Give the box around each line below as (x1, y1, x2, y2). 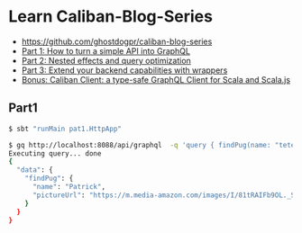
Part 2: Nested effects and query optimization (21, 55, 191, 66)
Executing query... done (8, 148, 102, 158)
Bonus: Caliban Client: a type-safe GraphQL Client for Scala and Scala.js (21, 74, 290, 85)
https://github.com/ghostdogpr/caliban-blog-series (21, 36, 213, 47)
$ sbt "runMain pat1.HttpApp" (8, 124, 123, 133)
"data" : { (16, 166, 53, 175)
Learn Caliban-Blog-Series (8, 6, 214, 27)
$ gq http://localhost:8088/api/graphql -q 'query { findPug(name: (8, 140, 271, 149)
